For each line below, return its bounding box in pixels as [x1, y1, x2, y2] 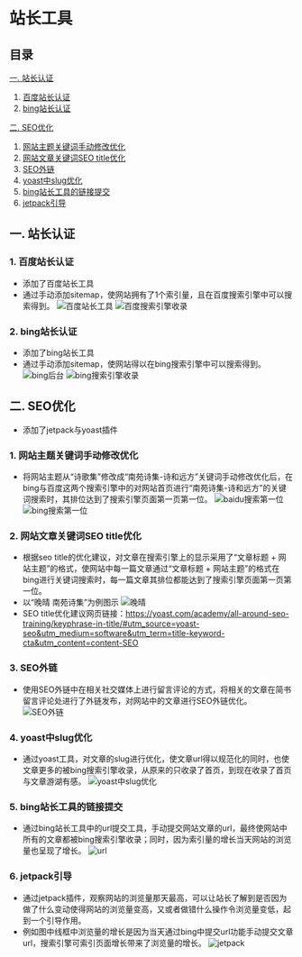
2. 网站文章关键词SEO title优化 [9, 530, 142, 542]
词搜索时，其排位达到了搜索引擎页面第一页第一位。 [22, 494, 213, 505]
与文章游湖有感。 [22, 776, 87, 787]
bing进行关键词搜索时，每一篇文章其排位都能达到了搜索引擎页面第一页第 [22, 574, 292, 586]
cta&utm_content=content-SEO [22, 637, 139, 649]
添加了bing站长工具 [22, 347, 95, 358]
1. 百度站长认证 [9, 256, 75, 269]
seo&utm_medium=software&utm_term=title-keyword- [22, 628, 225, 639]
